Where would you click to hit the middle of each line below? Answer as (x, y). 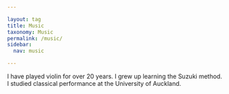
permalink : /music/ (35, 38)
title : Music (26, 26)
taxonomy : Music (30, 32)
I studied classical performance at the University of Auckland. (94, 83)
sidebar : (20, 45)
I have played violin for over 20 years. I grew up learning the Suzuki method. (115, 76)
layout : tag (24, 19)
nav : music (29, 51)
